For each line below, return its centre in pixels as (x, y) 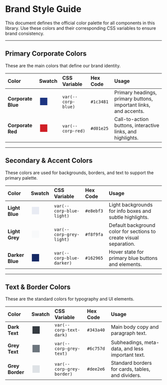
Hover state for (126, 252)
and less (134, 349)
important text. (128, 355)
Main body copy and (135, 327)
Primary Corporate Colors (46, 54)
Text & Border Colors (38, 287)
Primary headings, (135, 92)
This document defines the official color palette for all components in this (80, 23)
